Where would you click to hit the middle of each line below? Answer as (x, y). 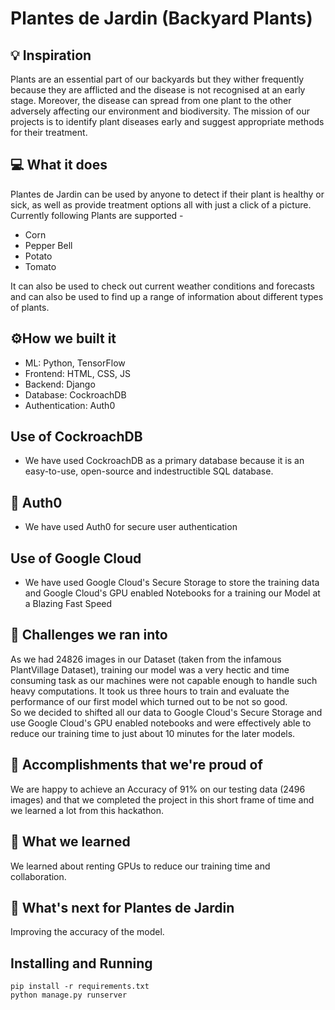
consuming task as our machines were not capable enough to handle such (164, 680)
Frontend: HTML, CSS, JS (77, 373)
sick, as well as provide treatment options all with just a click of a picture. (161, 204)
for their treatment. (49, 132)
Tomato (40, 266)
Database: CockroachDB (75, 394)
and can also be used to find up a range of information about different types (167, 296)
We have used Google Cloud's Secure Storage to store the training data (172, 583)
